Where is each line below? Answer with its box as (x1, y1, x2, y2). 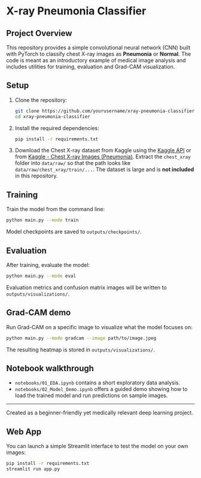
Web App (6, 426, 42, 437)
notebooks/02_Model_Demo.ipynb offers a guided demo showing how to (14, 386, 188, 393)
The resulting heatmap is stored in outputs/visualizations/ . (6, 346, 156, 353)
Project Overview (6, 28, 72, 38)
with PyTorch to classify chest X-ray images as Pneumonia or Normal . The (6, 50, 191, 58)
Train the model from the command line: (6, 206, 105, 213)
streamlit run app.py (6, 466, 60, 472)
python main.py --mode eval (6, 273, 77, 279)
